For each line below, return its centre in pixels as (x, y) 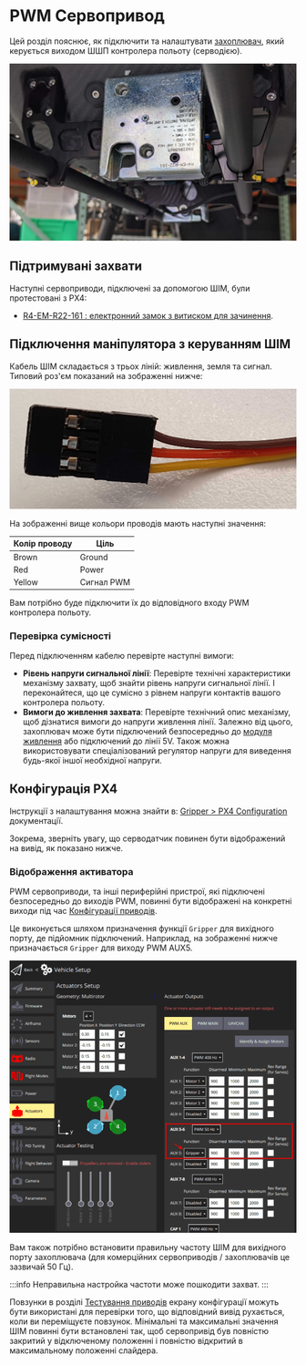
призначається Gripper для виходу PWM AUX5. (101, 948)
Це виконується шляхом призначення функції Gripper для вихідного (142, 929)
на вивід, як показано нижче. (66, 847)
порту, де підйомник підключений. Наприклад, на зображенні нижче (143, 939)
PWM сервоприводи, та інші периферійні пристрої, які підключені (138, 892)
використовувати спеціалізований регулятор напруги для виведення (157, 751)
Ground (94, 557)
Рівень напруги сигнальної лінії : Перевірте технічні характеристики (157, 673)
